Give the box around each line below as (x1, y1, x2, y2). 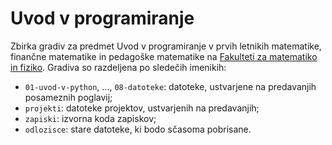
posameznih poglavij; (24, 91, 113, 103)
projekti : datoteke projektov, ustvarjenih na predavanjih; (24, 102, 260, 114)
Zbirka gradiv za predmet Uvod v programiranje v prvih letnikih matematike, (10, 40, 322, 52)
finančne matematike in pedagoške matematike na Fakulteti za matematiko (10, 50, 318, 62)
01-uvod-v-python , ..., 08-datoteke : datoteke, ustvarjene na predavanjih (24, 80, 317, 92)
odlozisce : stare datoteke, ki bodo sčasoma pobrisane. (24, 123, 252, 135)
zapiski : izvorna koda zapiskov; (24, 112, 157, 124)
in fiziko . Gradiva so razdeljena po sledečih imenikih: (10, 61, 227, 73)
